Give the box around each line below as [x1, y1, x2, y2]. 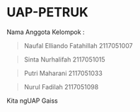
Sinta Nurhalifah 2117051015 [23, 55, 105, 64]
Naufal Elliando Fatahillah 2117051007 [23, 41, 133, 50]
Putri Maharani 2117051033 [23, 69, 103, 77]
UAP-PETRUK [6, 4, 89, 21]
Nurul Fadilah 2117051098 [23, 82, 99, 91]
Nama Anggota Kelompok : [6, 28, 86, 36]
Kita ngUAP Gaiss [6, 96, 58, 105]
